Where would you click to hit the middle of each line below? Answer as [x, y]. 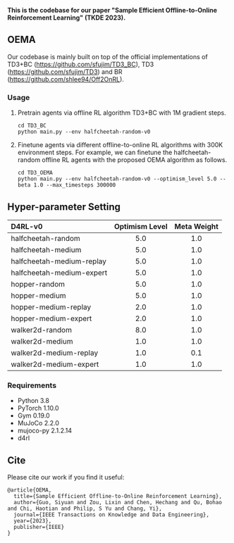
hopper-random [38, 284]
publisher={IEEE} [39, 528]
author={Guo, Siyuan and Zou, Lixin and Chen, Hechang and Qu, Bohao [118, 503]
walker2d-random [42, 330]
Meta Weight [196, 226]
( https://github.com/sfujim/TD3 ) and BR [65, 71]
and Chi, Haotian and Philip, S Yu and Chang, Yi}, [85, 509]
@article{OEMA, [30, 490]
